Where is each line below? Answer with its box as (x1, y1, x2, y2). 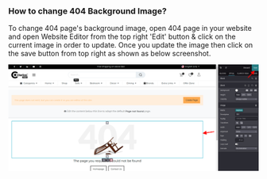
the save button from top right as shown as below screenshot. (8, 49, 211, 59)
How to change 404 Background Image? (8, 6, 167, 17)
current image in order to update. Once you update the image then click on (8, 40, 253, 50)
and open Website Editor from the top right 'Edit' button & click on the (8, 32, 236, 41)
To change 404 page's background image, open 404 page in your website (8, 24, 252, 33)
